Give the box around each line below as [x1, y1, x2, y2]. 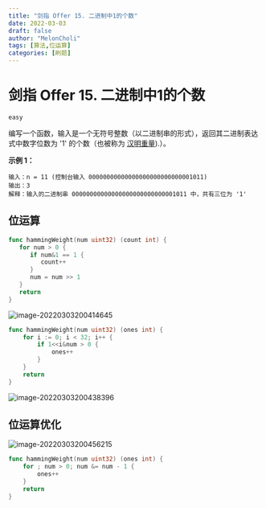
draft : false [8, 27, 52, 35]
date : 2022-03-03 [8, 19, 67, 27]
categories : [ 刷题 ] [8, 49, 72, 57]
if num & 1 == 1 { [29, 251, 84, 259]
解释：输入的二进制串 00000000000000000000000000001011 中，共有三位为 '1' [8, 190, 248, 198]
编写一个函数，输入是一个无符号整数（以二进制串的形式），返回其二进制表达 [8, 128, 259, 137]
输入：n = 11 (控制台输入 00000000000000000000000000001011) [8, 173, 207, 181]
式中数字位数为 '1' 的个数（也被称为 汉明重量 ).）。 [8, 138, 171, 148]
